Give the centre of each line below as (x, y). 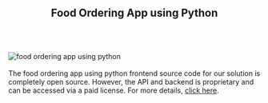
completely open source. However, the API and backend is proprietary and (131, 81)
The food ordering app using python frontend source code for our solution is (134, 73)
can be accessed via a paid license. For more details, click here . (114, 90)
